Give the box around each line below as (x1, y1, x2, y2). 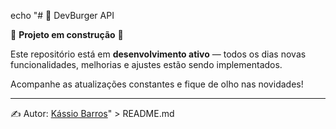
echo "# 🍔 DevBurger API (10, 10, 115, 21)
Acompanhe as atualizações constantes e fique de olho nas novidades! (10, 78, 304, 90)
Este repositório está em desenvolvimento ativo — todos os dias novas (10, 48, 307, 60)
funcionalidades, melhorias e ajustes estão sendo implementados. (10, 59, 283, 70)
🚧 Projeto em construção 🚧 (10, 29, 124, 40)
